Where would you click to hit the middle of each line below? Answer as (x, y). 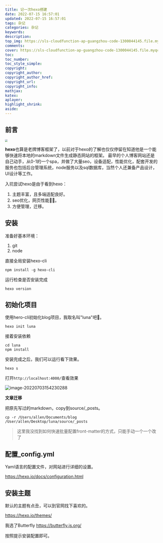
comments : (15, 46)
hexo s (12, 368)
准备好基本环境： (22, 236)
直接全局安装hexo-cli (26, 261)
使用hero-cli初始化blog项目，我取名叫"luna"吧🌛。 (55, 317)
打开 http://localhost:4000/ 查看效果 (42, 378)
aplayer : (14, 100)
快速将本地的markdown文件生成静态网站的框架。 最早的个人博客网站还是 (82, 155)
